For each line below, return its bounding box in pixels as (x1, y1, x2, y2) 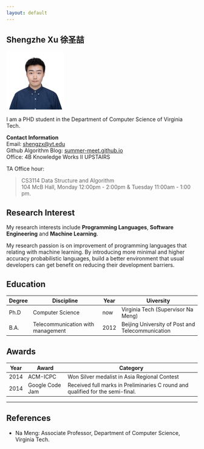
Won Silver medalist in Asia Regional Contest (67, 373, 179, 380)
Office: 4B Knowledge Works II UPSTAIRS (6, 153, 110, 161)
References (6, 413, 51, 423)
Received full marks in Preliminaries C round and (67, 381, 189, 389)
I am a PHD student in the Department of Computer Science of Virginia (6, 116, 183, 123)
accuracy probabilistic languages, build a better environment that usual (6, 255, 184, 262)
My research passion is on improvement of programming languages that (6, 242, 187, 249)
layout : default (6, 10, 47, 16)
